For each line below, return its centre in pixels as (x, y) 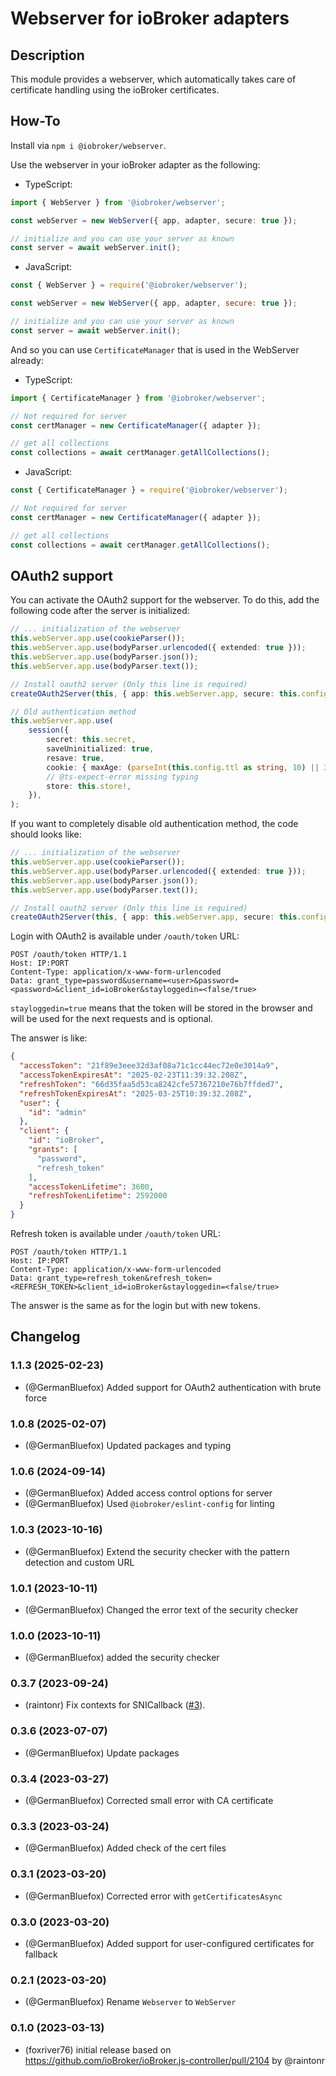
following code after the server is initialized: (100, 611)
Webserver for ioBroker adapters (150, 18)
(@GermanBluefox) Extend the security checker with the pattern (157, 1551)
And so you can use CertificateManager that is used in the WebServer (155, 349)
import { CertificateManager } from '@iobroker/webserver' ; (138, 398)
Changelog (45, 1337)
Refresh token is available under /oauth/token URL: (115, 1233)
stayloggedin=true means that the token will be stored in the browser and (161, 1008)
